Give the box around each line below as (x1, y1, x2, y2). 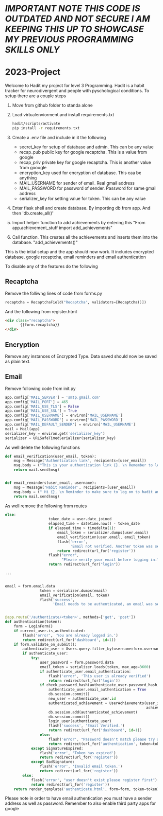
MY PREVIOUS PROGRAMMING (5, 34, 134, 45)
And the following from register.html (5, 308, 77, 314)
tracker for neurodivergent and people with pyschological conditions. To (5, 88, 149, 94)
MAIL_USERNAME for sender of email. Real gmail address (19, 180, 135, 186)
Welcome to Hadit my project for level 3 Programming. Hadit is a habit (5, 83, 145, 89)
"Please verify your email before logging (61, 557, 149, 562)
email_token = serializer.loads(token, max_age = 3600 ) (39, 664, 151, 669)
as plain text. (5, 358, 31, 364)
